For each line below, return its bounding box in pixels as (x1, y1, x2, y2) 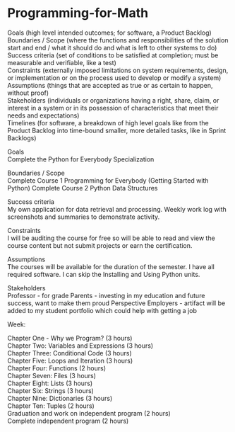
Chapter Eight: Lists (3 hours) (7, 379, 93, 387)
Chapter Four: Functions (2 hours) (7, 363, 106, 373)
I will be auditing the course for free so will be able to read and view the (7, 234, 215, 242)
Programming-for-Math (7, 5, 149, 21)
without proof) (7, 89, 49, 97)
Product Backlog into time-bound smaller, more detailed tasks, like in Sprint (7, 126, 227, 135)
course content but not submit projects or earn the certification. (7, 241, 193, 249)
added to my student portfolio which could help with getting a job (7, 306, 198, 314)
